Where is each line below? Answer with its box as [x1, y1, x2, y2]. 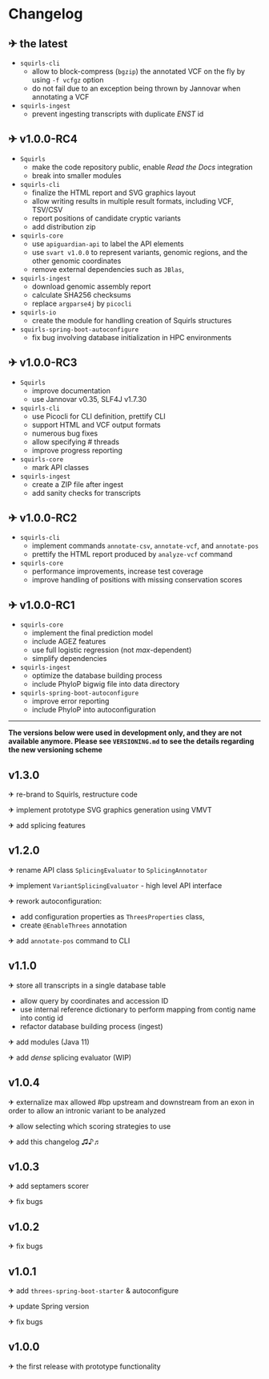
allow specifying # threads [31, 436, 120, 446]
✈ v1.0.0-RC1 [8, 598, 75, 612]
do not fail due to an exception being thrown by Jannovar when [31, 83, 241, 93]
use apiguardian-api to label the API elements [31, 238, 184, 249]
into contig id [19, 1012, 64, 1023]
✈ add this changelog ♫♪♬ [8, 1137, 102, 1146]
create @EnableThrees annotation [19, 920, 127, 930]
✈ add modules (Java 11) [8, 1036, 90, 1047]
